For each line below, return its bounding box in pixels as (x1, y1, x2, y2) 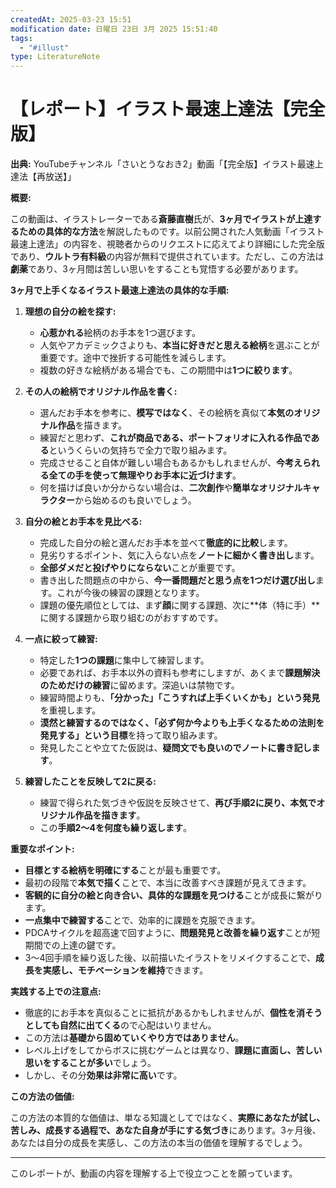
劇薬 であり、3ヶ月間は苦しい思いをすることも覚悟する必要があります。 (10, 263, 304, 275)
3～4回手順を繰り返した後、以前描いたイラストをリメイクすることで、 (24, 952, 316, 964)
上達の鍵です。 (59, 939, 122, 951)
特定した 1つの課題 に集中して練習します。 (39, 654, 210, 666)
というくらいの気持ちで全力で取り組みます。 (48, 444, 233, 456)
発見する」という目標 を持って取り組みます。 (39, 729, 223, 741)
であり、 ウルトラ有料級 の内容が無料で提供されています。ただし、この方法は (10, 251, 325, 263)
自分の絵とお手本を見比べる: (24, 516, 143, 528)
